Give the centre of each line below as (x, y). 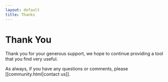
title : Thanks (20, 15)
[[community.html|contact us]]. (38, 74)
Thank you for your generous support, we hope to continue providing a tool (84, 54)
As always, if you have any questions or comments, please (67, 69)
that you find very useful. (32, 59)
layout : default (22, 10)
